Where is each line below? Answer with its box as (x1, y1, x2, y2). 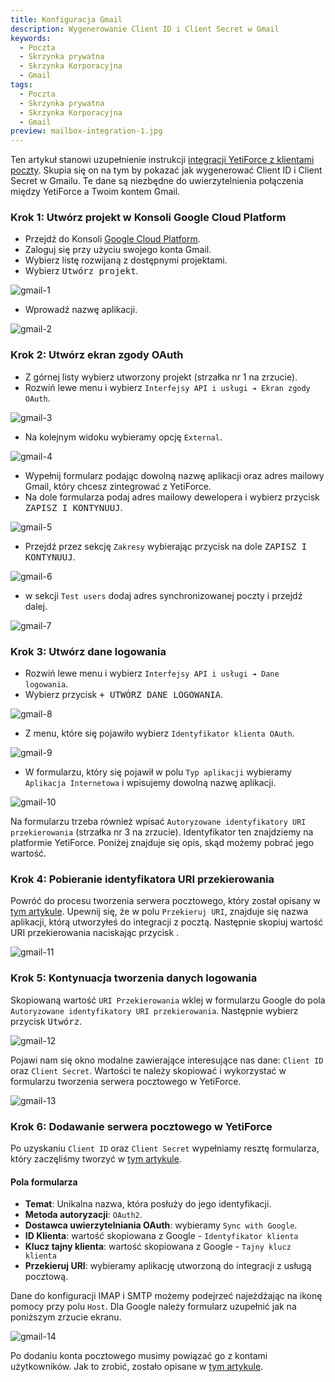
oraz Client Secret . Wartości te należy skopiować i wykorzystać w (10, 1064, 287, 1076)
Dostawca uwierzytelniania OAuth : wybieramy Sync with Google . (24, 1219, 298, 1231)
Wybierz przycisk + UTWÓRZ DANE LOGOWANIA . (24, 689, 224, 701)
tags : (10, 80, 33, 90)
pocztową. (24, 1271, 69, 1283)
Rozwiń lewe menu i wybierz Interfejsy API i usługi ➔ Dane (24, 667, 280, 680)
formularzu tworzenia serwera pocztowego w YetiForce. (10, 1075, 242, 1087)
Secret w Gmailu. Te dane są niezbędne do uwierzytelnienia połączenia (10, 175, 304, 187)
